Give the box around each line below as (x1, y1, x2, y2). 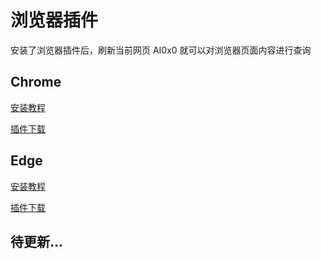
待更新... (10, 233, 64, 250)
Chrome (10, 74, 62, 91)
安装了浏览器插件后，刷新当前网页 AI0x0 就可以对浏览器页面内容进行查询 (10, 44, 312, 56)
